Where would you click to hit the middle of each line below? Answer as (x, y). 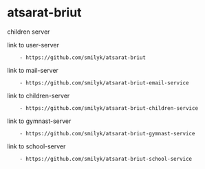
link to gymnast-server (39, 121)
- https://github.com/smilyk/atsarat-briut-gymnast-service (107, 133)
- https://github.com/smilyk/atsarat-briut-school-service (106, 159)
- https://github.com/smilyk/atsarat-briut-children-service (109, 108)
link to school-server (36, 146)
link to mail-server (33, 70)
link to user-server (33, 45)
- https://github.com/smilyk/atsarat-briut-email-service (104, 83)
